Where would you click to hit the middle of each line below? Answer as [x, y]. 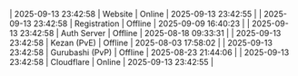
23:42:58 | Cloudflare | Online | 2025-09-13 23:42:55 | [112, 62]
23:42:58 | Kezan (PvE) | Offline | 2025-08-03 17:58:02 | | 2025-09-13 [141, 43]
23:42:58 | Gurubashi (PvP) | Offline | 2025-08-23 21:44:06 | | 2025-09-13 [149, 52]
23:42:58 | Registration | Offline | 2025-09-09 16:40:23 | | [141, 24]
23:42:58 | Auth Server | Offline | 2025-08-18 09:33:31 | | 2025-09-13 [150, 33]
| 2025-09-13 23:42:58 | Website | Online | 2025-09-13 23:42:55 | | [135, 14]
